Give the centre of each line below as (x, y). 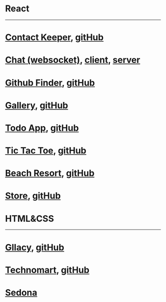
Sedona (21, 292)
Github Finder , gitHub (50, 83)
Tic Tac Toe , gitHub (46, 151)
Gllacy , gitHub (35, 247)
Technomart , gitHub (47, 270)
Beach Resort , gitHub (50, 173)
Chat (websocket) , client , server (73, 60)
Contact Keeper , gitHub (54, 37)
